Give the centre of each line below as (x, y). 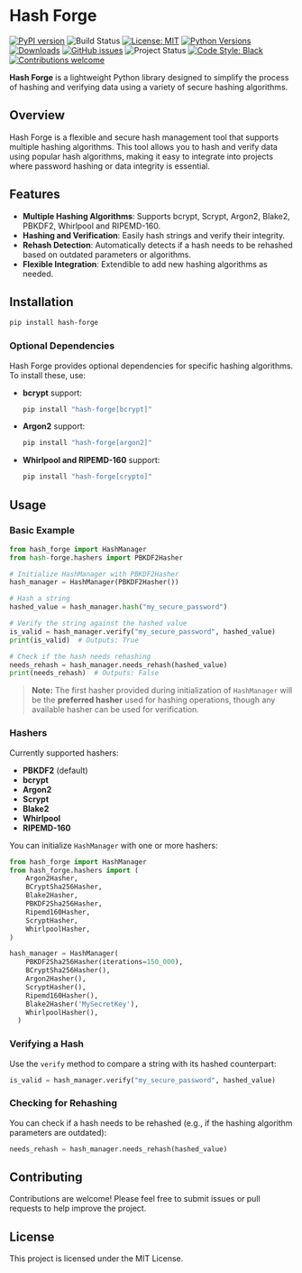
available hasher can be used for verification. (115, 710)
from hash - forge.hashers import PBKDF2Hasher (96, 558)
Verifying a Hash (46, 1044)
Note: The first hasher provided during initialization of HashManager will (162, 691)
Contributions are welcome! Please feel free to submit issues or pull (135, 1199)
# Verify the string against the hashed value (98, 624)
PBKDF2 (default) (55, 770)
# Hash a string (40, 599)
